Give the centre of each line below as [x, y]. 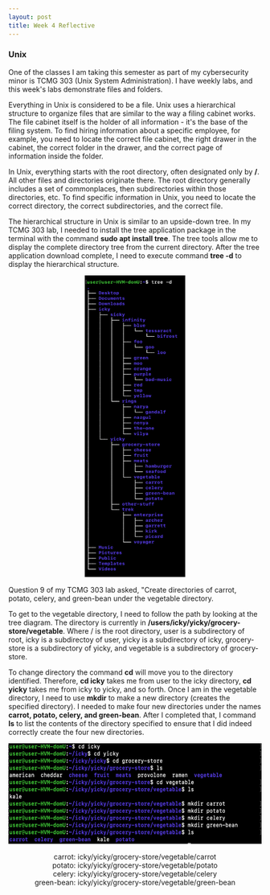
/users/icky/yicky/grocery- [194, 622]
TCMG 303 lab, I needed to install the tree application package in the [122, 230]
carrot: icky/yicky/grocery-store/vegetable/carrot [135, 856]
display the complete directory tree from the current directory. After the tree [134, 247]
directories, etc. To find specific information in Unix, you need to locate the [132, 197]
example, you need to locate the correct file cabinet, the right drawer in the [133, 139]
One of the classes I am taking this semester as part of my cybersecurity [129, 72]
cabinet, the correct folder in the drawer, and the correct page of [116, 147]
